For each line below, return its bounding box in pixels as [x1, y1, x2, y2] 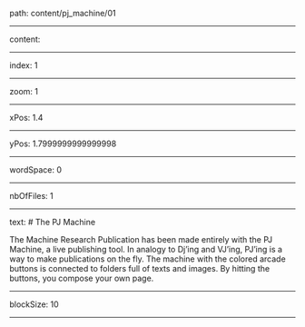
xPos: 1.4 [9, 113, 44, 123]
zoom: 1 [9, 86, 39, 96]
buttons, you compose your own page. [9, 272, 154, 283]
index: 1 [9, 60, 38, 71]
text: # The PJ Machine [9, 217, 96, 227]
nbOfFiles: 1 [9, 191, 54, 201]
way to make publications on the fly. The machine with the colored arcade [9, 253, 286, 264]
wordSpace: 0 [9, 164, 62, 175]
